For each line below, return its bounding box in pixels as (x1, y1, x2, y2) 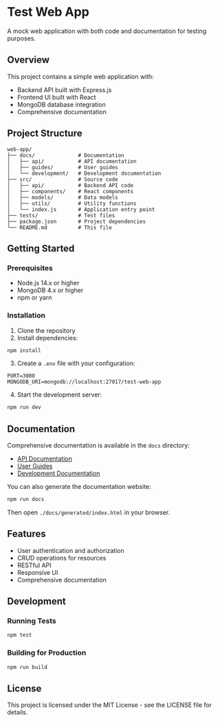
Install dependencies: (17, 333, 78, 342)
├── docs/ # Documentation (7, 152, 125, 159)
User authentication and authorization (17, 546, 125, 554)
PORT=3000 (7, 373, 36, 380)
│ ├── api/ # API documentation (7, 157, 137, 165)
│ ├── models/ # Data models (7, 194, 118, 201)
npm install (7, 347, 41, 354)
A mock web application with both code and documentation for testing (7, 27, 207, 35)
